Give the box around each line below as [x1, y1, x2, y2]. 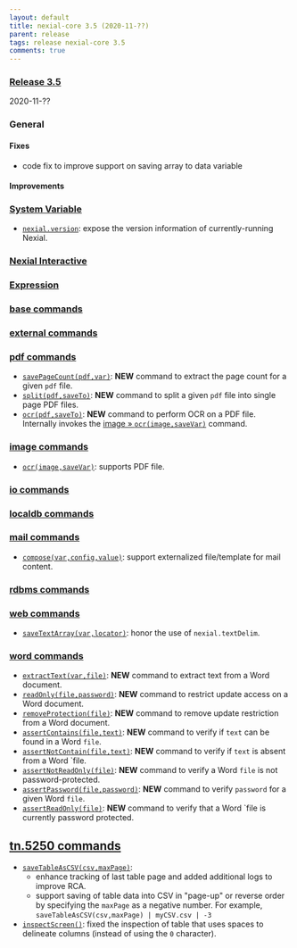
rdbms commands [9, 583, 90, 595]
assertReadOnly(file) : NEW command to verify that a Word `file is [21, 802, 266, 813]
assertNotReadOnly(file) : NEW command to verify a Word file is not [21, 765, 278, 776]
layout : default [9, 12, 70, 22]
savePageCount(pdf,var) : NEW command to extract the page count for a [21, 371, 287, 382]
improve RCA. [35, 881, 87, 892]
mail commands [9, 531, 80, 544]
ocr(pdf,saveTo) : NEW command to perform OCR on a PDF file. [21, 409, 256, 420]
